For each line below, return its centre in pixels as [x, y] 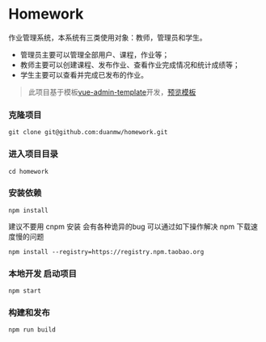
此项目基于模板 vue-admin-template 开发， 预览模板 [112, 92]
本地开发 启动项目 [42, 273]
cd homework [28, 171]
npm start [25, 291]
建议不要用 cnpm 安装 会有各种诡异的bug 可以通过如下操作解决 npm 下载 [130, 226]
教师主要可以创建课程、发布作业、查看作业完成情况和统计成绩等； [130, 65]
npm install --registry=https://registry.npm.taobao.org [106, 251]
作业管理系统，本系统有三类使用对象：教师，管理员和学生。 [108, 37]
